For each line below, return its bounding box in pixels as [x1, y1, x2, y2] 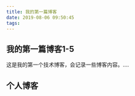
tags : [6, 20, 20, 26]
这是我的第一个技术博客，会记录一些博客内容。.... [6, 61, 130, 68]
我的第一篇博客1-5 [6, 43, 74, 54]
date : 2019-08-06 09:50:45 [6, 14, 74, 21]
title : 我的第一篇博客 [6, 8, 58, 15]
